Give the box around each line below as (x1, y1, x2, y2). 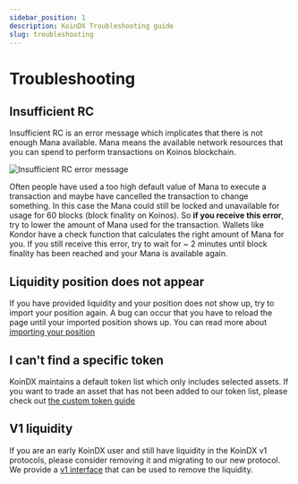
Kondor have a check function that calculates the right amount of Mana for (9, 229, 285, 240)
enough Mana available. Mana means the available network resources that (9, 137, 284, 148)
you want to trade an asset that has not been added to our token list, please (9, 386, 288, 396)
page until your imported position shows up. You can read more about (9, 317, 267, 328)
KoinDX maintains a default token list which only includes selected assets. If (9, 376, 289, 386)
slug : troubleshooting (9, 30, 94, 39)
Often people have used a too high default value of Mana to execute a (9, 181, 267, 193)
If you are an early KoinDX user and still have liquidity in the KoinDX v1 (9, 445, 268, 455)
